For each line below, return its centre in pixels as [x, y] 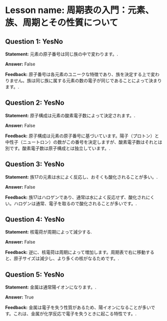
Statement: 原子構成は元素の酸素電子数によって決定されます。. [70, 115]
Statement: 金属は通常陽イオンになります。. [51, 287]
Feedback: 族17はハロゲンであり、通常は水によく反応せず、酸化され [76, 197]
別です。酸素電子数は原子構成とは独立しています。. [58, 148]
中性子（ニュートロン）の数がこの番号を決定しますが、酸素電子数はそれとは [84, 142]
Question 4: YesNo [35, 219]
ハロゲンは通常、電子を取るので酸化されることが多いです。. [75, 203]
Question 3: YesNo [35, 164]
